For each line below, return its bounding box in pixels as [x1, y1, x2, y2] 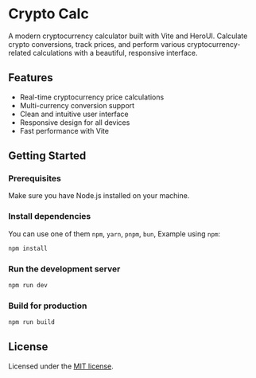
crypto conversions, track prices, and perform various [8, 39, 185, 49]
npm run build [8, 318, 56, 326]
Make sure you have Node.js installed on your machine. [8, 191, 190, 201]
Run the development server [8, 263, 121, 275]
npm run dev [8, 281, 48, 289]
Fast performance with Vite [19, 126, 110, 135]
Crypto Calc [8, 5, 89, 23]
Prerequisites [8, 173, 61, 184]
